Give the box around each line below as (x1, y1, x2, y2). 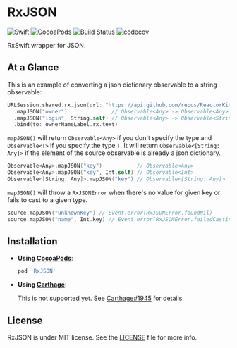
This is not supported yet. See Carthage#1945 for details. (17, 294, 185, 303)
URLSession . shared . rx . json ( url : (7, 101, 102, 108)
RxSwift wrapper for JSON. (7, 41, 86, 49)
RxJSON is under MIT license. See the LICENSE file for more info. (7, 333, 197, 342)
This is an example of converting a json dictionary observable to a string (7, 80, 217, 89)
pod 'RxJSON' (17, 268, 56, 275)
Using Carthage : (17, 280, 67, 289)
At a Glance (7, 61, 59, 74)
